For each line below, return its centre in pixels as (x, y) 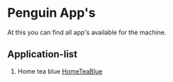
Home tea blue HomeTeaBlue (60, 71)
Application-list (42, 54)
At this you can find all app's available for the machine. (87, 32)
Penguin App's (52, 13)
